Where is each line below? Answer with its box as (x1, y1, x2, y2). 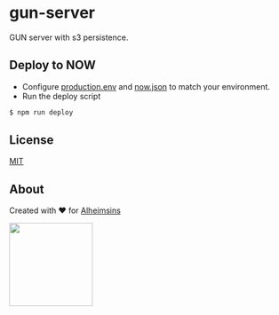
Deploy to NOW (9, 58, 96, 73)
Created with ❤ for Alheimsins (9, 205, 122, 216)
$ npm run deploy (9, 107, 74, 117)
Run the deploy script (21, 91, 101, 101)
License (9, 132, 54, 148)
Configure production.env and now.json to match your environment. (21, 81, 271, 91)
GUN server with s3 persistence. (9, 32, 129, 43)
